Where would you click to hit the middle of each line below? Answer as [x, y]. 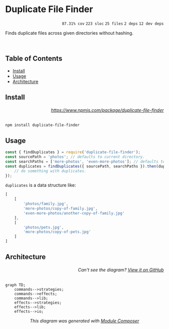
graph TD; [16, 285]
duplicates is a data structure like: [41, 185]
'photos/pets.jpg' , [44, 227]
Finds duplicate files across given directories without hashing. [69, 33]
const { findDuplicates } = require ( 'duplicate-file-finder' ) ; [73, 152]
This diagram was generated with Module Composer [84, 320]
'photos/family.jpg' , [46, 204]
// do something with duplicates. [50, 171]
